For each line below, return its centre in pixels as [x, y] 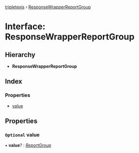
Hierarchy [20, 54]
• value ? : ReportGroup [28, 145]
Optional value [22, 135]
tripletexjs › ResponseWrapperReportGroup [48, 7]
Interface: [25, 27]
